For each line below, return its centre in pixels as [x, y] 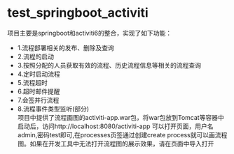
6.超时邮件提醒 [39, 91]
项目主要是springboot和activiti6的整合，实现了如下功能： [90, 33]
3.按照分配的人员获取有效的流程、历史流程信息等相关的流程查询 [109, 65]
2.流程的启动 [36, 56]
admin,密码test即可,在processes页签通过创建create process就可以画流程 [122, 134]
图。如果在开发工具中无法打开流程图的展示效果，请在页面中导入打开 [116, 144]
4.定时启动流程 [39, 74]
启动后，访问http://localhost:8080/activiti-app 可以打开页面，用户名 [115, 126]
